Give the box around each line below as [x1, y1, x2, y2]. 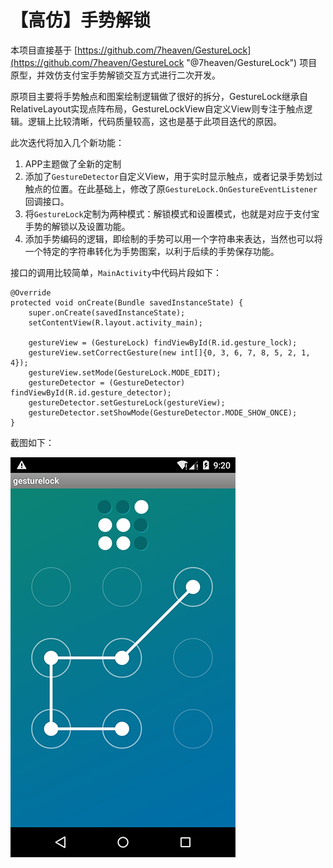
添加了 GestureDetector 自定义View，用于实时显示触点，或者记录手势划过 [24, 170, 323, 182]
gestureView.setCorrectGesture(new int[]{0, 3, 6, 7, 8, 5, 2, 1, [28, 347, 311, 358]
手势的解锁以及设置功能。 [24, 220, 131, 232]
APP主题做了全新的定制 [24, 157, 122, 170]
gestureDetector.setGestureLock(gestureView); [28, 397, 226, 408]
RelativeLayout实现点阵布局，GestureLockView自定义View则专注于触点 [10, 102, 305, 115]
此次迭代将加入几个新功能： [10, 136, 125, 148]
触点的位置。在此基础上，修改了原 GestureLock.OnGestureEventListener [24, 182, 318, 195]
